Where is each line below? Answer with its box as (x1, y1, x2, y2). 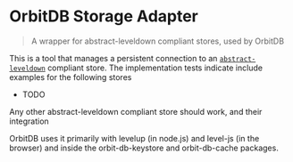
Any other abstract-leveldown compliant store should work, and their (9, 106, 263, 117)
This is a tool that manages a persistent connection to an (9, 53, 218, 63)
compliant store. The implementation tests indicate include (47, 62, 264, 73)
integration (9, 116, 49, 126)
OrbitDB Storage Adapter (9, 6, 198, 27)
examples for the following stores (9, 71, 132, 82)
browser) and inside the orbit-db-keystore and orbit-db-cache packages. (9, 142, 279, 153)
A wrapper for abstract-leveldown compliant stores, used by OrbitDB (30, 36, 284, 46)
